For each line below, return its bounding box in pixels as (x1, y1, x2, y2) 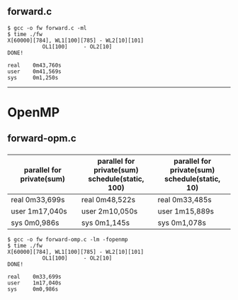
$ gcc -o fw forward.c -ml (7, 24, 87, 31)
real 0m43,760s (7, 62, 62, 69)
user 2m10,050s (81, 206, 138, 216)
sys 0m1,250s (7, 74, 59, 81)
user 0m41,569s (7, 67, 62, 75)
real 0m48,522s (81, 194, 136, 204)
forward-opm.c (7, 133, 76, 145)
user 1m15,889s (157, 206, 215, 216)
